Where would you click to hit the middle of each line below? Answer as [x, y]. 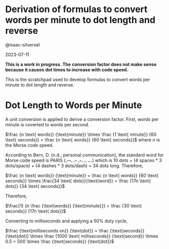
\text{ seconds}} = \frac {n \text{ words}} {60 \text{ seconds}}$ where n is [83, 139]
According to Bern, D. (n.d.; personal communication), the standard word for [84, 155]
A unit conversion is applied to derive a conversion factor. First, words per [82, 119]
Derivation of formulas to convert [76, 9]
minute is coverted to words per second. [47, 124]
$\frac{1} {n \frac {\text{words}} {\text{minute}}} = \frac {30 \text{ [74, 206]
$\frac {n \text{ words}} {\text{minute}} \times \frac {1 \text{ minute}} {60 [81, 134]
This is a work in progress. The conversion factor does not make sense [81, 64]
